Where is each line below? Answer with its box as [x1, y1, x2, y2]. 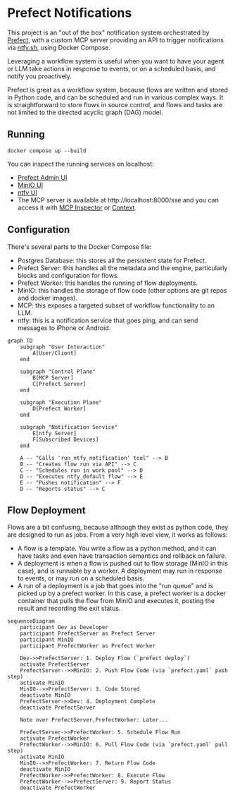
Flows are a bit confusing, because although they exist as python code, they [7, 523, 229, 532]
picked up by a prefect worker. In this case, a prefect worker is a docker [17, 589, 227, 597]
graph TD [7, 337, 33, 344]
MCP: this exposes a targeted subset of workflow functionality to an [17, 301, 215, 310]
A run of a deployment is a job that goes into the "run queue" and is [17, 582, 213, 590]
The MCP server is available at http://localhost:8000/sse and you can [17, 195, 220, 204]
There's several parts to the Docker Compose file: [7, 242, 152, 251]
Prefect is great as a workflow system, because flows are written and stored [7, 85, 229, 94]
